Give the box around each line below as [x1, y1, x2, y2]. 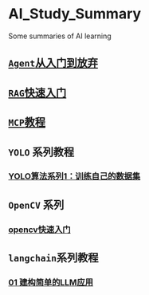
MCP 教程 [8, 116, 46, 129]
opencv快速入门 [8, 224, 71, 235]
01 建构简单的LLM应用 [8, 277, 94, 288]
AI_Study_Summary [8, 5, 142, 23]
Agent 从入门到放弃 [8, 57, 98, 70]
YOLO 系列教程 [8, 145, 74, 159]
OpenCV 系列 [8, 198, 65, 211]
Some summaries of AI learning [8, 31, 112, 41]
